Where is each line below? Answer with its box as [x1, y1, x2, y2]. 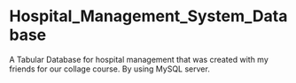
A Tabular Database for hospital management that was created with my [9, 54, 269, 64]
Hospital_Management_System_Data [9, 6, 288, 26]
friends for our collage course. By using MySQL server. [9, 64, 210, 74]
